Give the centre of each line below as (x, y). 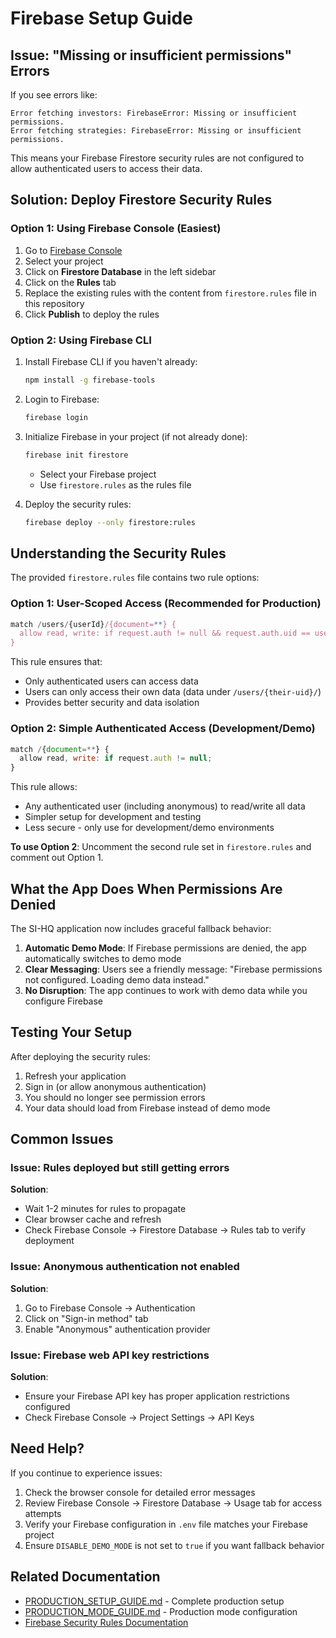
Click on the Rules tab (70, 282)
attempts (43, 1513)
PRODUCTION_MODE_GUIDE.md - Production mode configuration (161, 1611)
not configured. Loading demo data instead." (117, 979)
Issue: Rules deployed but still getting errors (120, 1168)
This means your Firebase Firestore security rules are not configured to (157, 158)
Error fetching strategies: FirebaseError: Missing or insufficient (156, 131)
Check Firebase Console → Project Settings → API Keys (139, 1418)
